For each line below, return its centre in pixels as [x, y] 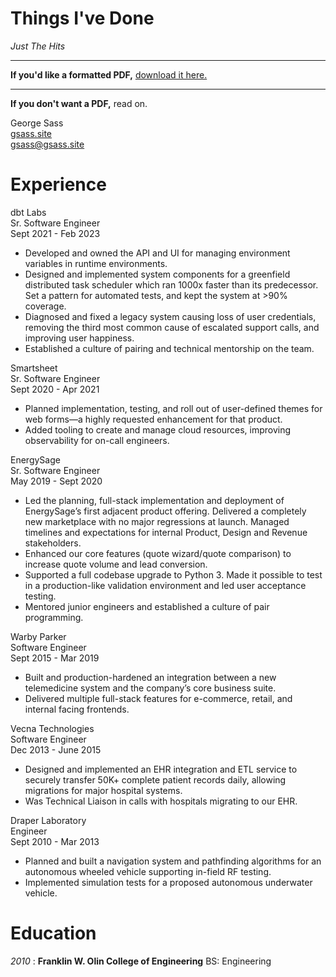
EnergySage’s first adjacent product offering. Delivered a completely [165, 511]
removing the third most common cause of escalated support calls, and [172, 327]
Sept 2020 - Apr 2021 [55, 389]
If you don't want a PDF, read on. [79, 103]
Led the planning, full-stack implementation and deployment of [154, 500]
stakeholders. [53, 543]
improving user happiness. [79, 338]
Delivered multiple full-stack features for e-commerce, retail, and [158, 698]
